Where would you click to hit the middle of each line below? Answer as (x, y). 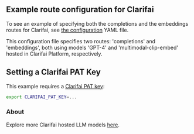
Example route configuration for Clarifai (80, 10)
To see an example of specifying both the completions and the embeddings (97, 23)
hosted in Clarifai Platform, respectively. (54, 54)
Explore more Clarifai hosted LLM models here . (63, 125)
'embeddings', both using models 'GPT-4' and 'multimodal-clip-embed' (92, 47)
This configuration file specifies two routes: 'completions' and (81, 41)
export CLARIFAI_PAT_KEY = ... (42, 97)
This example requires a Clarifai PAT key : (55, 86)
